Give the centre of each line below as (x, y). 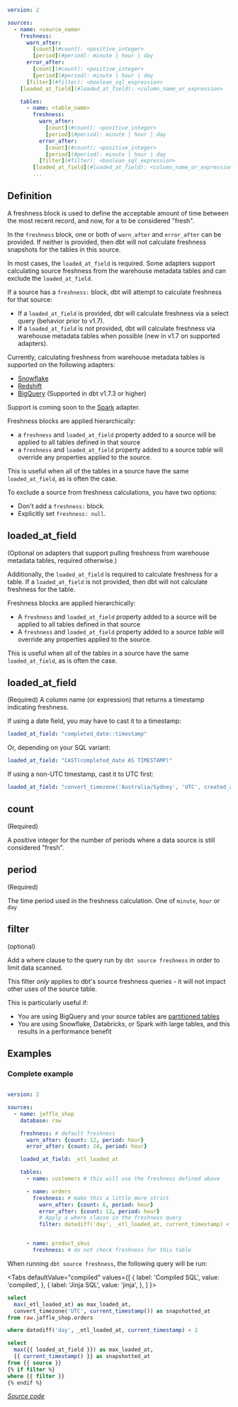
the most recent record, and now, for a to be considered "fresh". (101, 220)
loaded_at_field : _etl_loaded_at (69, 1160)
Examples (29, 1053)
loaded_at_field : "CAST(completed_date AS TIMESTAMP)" (90, 761)
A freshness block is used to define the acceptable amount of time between (118, 213)
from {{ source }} (34, 1363)
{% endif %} (25, 1383)
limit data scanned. (35, 968)
